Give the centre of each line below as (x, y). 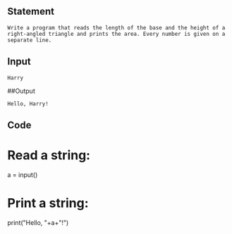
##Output (21, 91)
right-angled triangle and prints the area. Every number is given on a (116, 34)
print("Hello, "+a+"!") (38, 222)
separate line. (30, 40)
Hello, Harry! (28, 104)
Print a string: (48, 203)
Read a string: (49, 156)
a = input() (23, 174)
